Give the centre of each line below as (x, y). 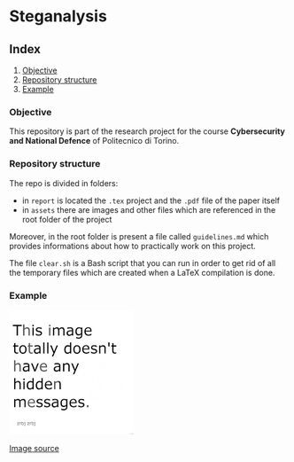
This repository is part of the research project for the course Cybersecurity (147, 131)
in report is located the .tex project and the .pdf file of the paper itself (151, 200)
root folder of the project (67, 219)
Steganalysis (58, 16)
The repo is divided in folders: (64, 183)
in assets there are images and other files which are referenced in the (149, 209)
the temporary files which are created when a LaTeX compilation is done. (142, 272)
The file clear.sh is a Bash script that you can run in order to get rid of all (143, 262)
